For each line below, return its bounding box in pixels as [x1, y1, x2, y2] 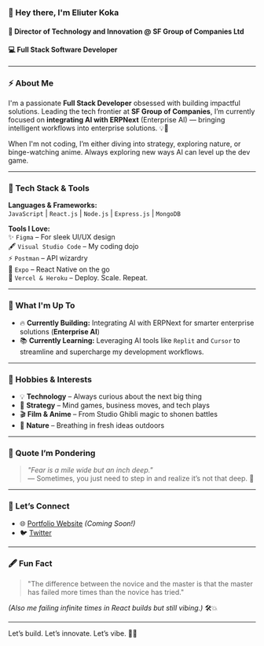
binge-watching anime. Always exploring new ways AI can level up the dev [8, 148, 251, 157]
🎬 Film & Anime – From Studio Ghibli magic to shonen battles [19, 409, 218, 418]
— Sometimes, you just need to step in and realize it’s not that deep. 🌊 [27, 474, 255, 484]
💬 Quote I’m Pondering [8, 447, 96, 458]
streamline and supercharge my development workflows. [19, 347, 204, 356]
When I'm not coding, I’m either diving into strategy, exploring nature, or [8, 139, 241, 148]
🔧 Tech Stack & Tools [8, 182, 90, 193]
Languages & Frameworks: [8, 200, 97, 210]
